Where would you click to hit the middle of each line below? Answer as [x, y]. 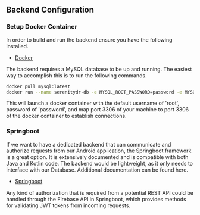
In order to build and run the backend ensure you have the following [89, 40]
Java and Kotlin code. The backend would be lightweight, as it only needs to [100, 163]
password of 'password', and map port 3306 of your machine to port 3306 [98, 110]
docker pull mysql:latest [38, 86]
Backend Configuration [50, 10]
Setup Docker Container [42, 27]
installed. [17, 46]
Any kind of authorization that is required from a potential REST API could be [100, 192]
